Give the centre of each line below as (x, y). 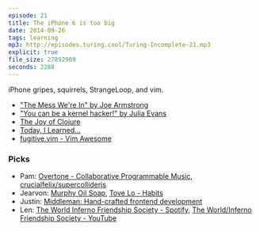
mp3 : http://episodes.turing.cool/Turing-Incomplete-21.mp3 (110, 45)
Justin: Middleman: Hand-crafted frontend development (111, 202)
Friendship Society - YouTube (68, 218)
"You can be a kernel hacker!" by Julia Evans (93, 113)
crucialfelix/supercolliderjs (63, 185)
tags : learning (33, 38)
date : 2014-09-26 (37, 30)
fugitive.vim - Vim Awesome (66, 138)
